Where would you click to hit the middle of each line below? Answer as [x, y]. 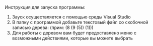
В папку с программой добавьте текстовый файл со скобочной [80, 22]
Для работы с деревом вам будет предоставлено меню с [74, 33]
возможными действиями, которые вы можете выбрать [72, 38]
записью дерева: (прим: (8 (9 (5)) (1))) [53, 27]
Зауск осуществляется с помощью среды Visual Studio [71, 17]
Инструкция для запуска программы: [45, 7]
